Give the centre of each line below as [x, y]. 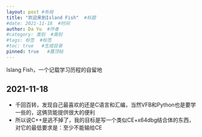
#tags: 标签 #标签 [29, 40]
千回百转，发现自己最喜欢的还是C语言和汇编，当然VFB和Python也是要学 [105, 105]
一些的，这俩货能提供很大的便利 [55, 112]
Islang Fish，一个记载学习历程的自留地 [54, 69]
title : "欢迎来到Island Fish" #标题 [51, 18]
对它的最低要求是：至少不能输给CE [59, 127]
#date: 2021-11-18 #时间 [38, 23]
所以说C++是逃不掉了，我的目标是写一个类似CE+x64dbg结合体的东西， [105, 120]
